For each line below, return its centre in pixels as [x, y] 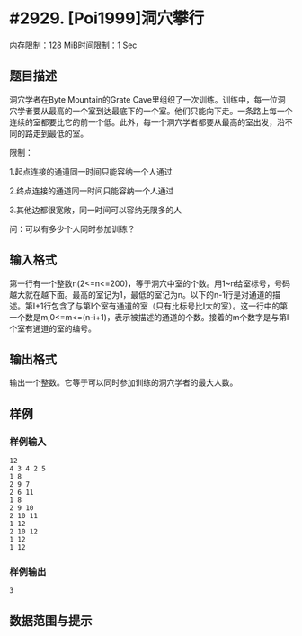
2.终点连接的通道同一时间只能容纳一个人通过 [92, 191]
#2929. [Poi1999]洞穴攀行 [107, 18]
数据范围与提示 [51, 620]
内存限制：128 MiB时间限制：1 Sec [73, 45]
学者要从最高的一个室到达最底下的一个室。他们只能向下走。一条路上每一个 [155, 111]
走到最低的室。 [60, 133]
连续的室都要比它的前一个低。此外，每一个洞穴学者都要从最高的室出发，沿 [147, 121]
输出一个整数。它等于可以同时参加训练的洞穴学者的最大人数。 [124, 382]
